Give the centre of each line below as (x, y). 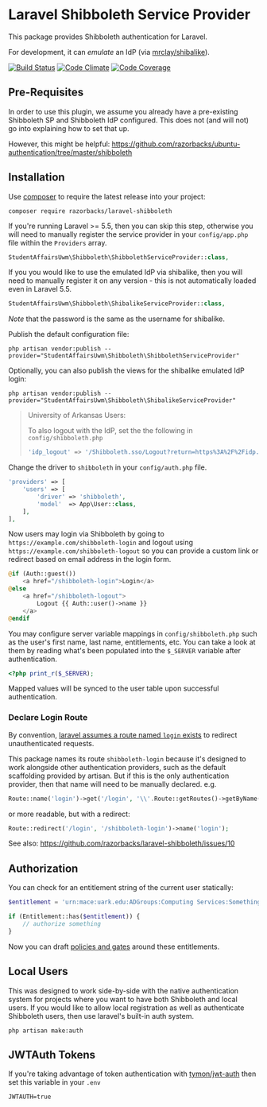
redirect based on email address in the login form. (90, 559)
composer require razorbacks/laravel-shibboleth (90, 211)
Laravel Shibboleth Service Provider (130, 15)
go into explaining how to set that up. (69, 128)
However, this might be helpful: (59, 144)
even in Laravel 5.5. (40, 289)
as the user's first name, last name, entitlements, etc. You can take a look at (132, 642)
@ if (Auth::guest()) (43, 574)
